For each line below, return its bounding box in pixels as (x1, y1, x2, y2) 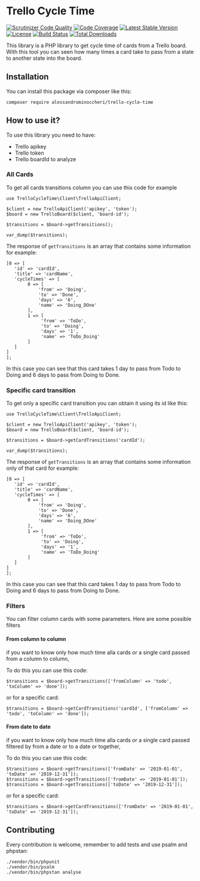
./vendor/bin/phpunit (6, 858, 60, 865)
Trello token (14, 149, 44, 156)
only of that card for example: (6, 464, 79, 472)
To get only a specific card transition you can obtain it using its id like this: (6, 400, 188, 407)
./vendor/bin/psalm (6, 864, 55, 870)
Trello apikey (14, 143, 47, 150)
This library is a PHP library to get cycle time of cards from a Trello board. (6, 42, 187, 49)
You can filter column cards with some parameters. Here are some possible (6, 615, 192, 623)
